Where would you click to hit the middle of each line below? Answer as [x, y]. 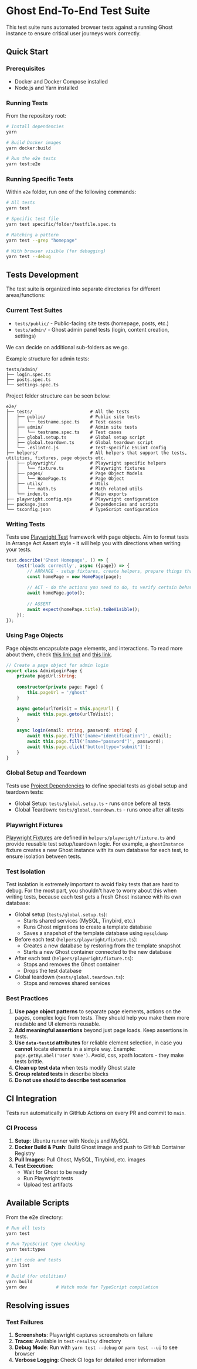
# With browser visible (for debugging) [56, 251]
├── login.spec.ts [28, 375]
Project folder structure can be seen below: [59, 396]
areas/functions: [26, 295]
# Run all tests [26, 1228]
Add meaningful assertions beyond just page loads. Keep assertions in [101, 1030]
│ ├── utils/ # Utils [57, 483]
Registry [25, 1153]
